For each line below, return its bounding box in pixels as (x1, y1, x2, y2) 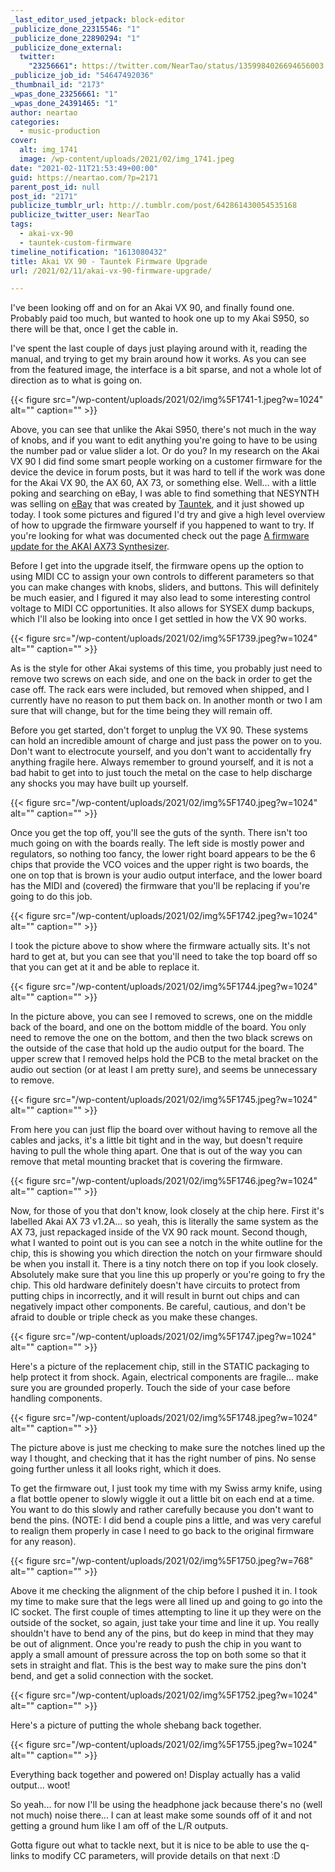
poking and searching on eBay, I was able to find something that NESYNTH (10, 487, 320, 500)
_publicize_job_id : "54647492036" (10, 71, 155, 81)
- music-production (19, 126, 101, 136)
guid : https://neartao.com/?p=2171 (10, 172, 159, 183)
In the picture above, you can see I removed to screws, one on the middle (10, 1011, 313, 1023)
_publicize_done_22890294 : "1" (10, 33, 141, 43)
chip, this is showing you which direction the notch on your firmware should (10, 1247, 323, 1260)
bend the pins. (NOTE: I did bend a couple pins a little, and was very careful (10, 1514, 322, 1526)
